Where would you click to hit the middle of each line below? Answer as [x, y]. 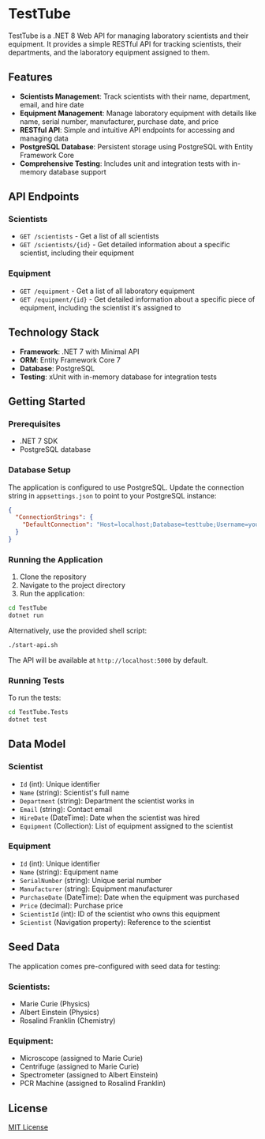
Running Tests [36, 680]
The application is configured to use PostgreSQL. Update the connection [126, 487]
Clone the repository [53, 577]
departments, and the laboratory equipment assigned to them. [109, 52]
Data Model [37, 744]
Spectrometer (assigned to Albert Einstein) [89, 1075]
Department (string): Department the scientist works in [107, 801]
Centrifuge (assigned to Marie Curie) [79, 1066]
